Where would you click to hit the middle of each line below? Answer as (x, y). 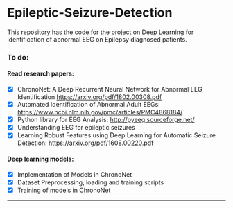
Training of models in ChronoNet (64, 190)
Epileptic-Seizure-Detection (90, 13)
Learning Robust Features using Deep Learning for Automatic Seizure (116, 135)
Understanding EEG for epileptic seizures (76, 128)
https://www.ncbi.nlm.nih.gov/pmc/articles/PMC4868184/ (100, 112)
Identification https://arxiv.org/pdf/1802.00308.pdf (89, 97)
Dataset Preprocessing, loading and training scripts (90, 182)
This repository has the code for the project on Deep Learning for (101, 32)
